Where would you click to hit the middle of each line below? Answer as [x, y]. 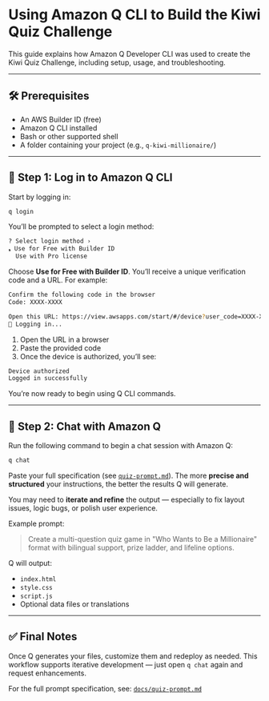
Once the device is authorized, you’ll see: [88, 356]
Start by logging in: [40, 197]
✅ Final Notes [43, 637]
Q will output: [30, 563]
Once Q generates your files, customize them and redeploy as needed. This [133, 656]
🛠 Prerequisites [49, 96]
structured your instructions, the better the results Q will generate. [118, 484]
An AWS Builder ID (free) [60, 119]
